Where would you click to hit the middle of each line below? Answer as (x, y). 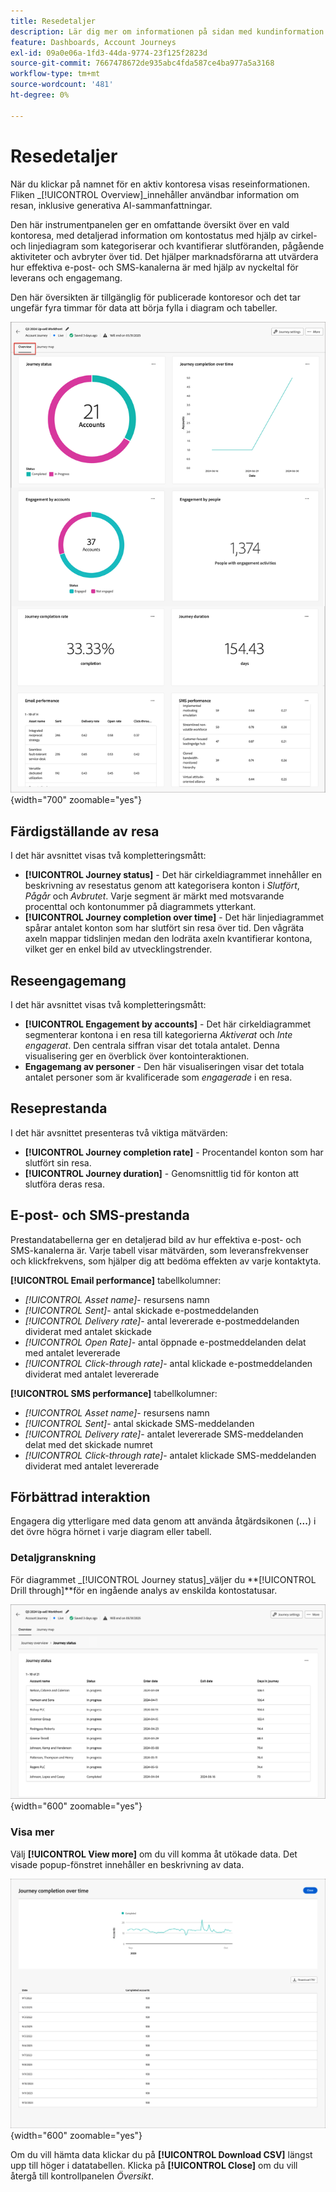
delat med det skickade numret (88, 1444)
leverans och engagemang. (66, 277)
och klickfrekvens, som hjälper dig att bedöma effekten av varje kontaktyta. (166, 1261)
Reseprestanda (59, 1108)
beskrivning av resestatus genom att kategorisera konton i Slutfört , (162, 886)
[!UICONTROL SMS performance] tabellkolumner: (114, 1393)
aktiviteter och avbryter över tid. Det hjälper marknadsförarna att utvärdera (164, 256)
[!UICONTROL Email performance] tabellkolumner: (116, 1280)
